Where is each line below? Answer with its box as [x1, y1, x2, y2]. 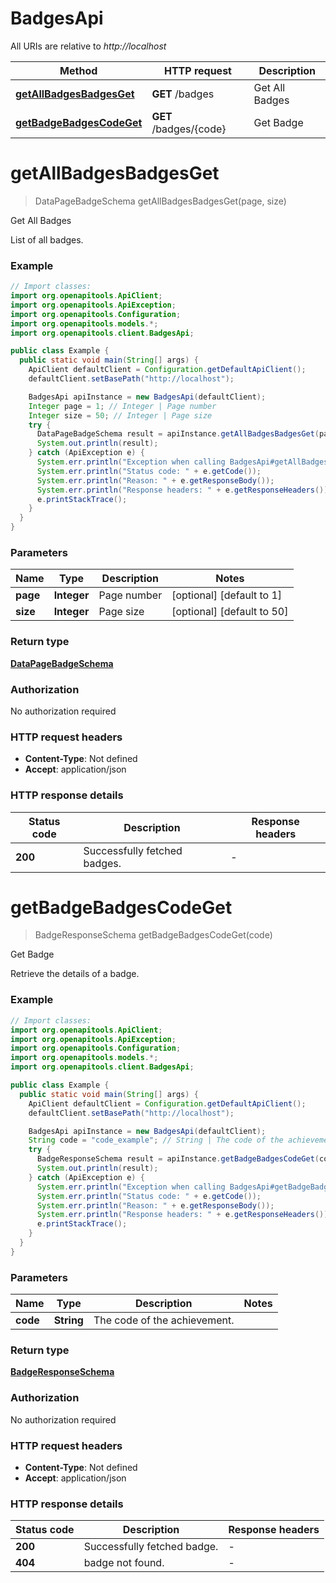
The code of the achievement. [93, 1313, 235, 1327]
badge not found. [83, 1556, 165, 1570]
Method [59, 63, 98, 77]
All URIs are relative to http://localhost [10, 40, 167, 52]
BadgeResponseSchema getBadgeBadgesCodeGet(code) [34, 929, 273, 941]
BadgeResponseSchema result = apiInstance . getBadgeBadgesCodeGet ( [36, 1154, 320, 1164]
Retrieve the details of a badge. [10, 968, 140, 980]
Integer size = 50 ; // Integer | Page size [28, 410, 213, 421]
